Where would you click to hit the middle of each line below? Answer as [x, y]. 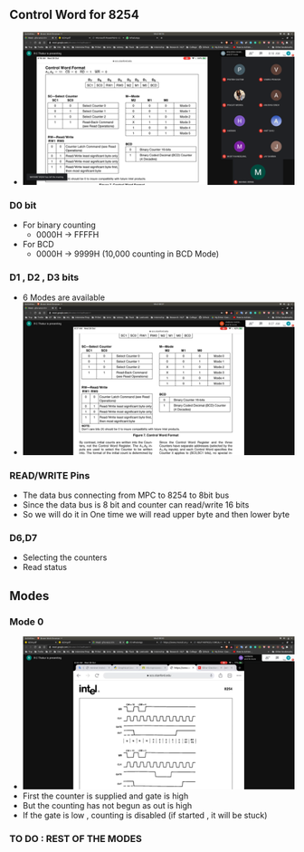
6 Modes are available [64, 297]
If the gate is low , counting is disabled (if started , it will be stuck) [145, 816]
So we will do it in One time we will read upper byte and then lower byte [156, 514]
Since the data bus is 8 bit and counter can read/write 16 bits [136, 504]
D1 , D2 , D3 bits [44, 277]
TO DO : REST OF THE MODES [76, 838]
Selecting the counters [65, 557]
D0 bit [23, 205]
